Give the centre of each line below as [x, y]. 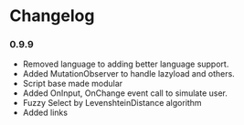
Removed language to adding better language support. [126, 64]
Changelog [52, 16]
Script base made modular [73, 84]
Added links [45, 113]
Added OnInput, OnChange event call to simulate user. [125, 93]
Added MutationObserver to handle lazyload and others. [128, 74]
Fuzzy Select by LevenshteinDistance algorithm [112, 103]
